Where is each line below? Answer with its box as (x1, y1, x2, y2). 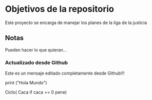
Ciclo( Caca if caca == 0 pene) (5, 89, 67, 95)
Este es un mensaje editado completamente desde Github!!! (5, 70, 125, 76)
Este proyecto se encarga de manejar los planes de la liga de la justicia (5, 20, 147, 25)
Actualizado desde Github (5, 59, 68, 66)
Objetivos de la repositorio (5, 3, 114, 15)
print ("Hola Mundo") (5, 80, 47, 86)
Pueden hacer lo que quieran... (5, 47, 67, 52)
